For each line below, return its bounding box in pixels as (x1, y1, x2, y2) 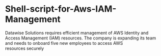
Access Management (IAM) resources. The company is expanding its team (5, 35, 156, 41)
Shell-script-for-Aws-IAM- (5, 3, 117, 15)
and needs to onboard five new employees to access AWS (5, 40, 123, 46)
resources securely (5, 45, 44, 51)
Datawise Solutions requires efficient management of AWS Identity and (5, 30, 149, 36)
